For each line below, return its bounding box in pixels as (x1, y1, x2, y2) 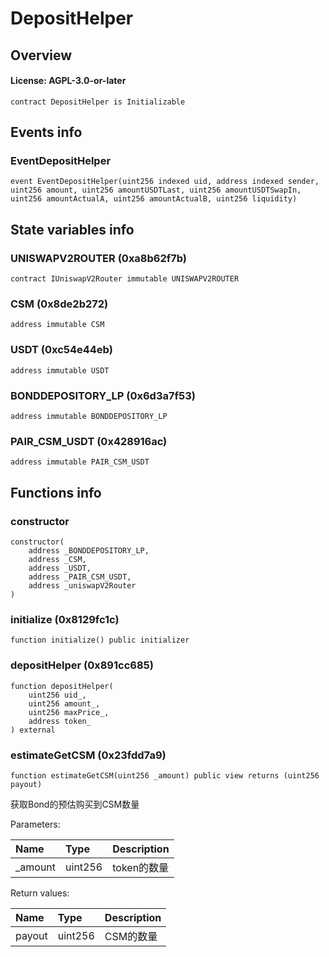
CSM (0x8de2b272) (10, 297, 109, 311)
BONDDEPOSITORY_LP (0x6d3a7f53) (10, 388, 196, 402)
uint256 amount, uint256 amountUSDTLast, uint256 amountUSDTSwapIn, (10, 185, 302, 196)
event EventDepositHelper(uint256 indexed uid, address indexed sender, (10, 177, 320, 187)
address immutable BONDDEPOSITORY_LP (10, 412, 168, 422)
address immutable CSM (10, 320, 105, 330)
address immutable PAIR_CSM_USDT (10, 457, 150, 467)
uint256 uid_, (28, 690, 87, 700)
